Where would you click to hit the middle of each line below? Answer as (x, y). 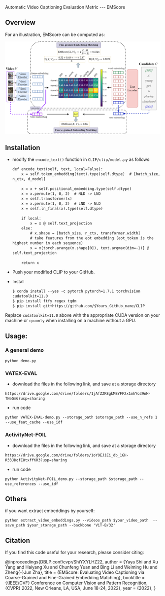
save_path (15, 525)
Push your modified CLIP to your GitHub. (53, 272)
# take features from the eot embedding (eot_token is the (92, 238)
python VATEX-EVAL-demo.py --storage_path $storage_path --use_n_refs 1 (81, 417)
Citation (18, 540)
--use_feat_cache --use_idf (34, 422)
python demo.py (21, 361)
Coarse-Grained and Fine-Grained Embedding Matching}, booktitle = (75, 578)
